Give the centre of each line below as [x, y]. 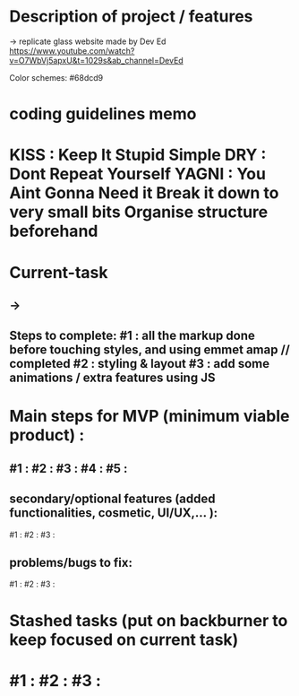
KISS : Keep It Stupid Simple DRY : [138, 155]
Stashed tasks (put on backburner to [149, 620]
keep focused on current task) [124, 639]
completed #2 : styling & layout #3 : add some [140, 364]
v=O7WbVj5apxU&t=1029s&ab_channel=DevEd [96, 60]
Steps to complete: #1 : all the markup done [132, 336]
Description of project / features [131, 17]
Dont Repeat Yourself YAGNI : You [138, 174]
